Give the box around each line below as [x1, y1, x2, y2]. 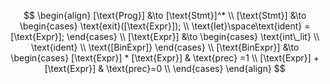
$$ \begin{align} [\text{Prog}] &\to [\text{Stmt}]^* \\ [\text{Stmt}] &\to [23, 10, 307, 21]
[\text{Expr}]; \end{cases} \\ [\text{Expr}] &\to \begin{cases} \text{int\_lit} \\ [10, 31, 320, 42]
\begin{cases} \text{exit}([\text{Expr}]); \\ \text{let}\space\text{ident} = [19, 20, 311, 32]
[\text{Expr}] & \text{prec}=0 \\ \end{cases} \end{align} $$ [44, 63, 286, 74]
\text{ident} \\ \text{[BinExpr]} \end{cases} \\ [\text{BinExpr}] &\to [30, 41, 300, 53]
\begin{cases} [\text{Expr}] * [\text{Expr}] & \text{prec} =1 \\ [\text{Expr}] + [10, 52, 320, 64]
